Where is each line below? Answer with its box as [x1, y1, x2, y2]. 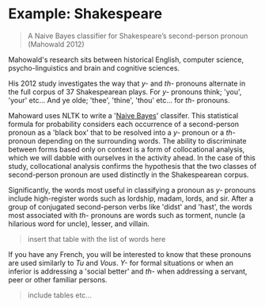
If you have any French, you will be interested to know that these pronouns [8, 249, 252, 259]
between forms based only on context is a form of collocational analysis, [8, 144, 245, 154]
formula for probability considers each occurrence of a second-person [8, 119, 240, 129]
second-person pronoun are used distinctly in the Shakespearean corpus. [8, 170, 249, 179]
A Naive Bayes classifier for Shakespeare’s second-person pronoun [27, 31, 248, 40]
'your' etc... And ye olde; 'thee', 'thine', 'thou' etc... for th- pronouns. [8, 95, 231, 105]
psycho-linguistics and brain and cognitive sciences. [8, 63, 180, 72]
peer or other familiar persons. [8, 274, 108, 284]
